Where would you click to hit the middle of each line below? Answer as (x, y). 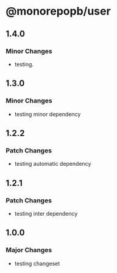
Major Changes (29, 250)
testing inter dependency (46, 213)
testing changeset (37, 263)
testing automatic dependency (53, 164)
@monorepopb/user (58, 11)
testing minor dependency (48, 114)
